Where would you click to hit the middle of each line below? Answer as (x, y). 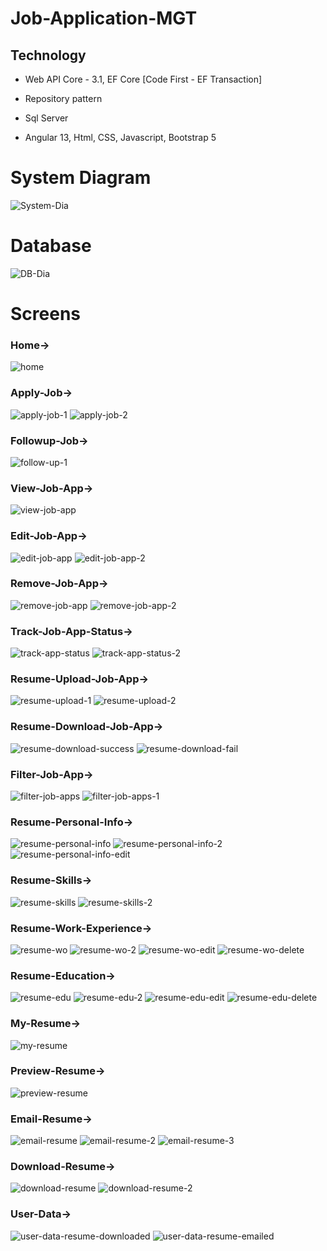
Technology (48, 55)
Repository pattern (63, 98)
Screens (45, 314)
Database (51, 246)
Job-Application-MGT (104, 18)
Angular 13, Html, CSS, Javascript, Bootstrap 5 (120, 137)
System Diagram (81, 178)
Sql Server (46, 118)
